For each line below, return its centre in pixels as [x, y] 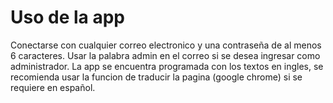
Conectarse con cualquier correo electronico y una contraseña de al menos [166, 45]
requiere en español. [53, 87]
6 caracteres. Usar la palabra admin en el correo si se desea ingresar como [165, 55]
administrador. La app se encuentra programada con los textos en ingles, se [167, 66]
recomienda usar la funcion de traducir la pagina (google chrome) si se [156, 77]
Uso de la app [67, 17]
